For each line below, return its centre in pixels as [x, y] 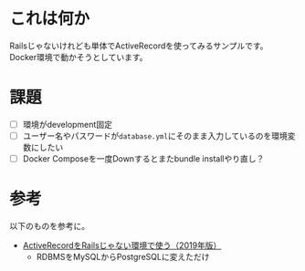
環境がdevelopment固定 [67, 124]
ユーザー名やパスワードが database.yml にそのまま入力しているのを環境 [155, 135]
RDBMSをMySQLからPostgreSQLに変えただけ [123, 257]
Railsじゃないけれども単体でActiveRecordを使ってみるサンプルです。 [139, 46]
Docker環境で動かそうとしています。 [79, 57]
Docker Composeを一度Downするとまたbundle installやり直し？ [143, 159]
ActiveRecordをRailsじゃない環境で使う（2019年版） [122, 245]
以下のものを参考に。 [49, 226]
